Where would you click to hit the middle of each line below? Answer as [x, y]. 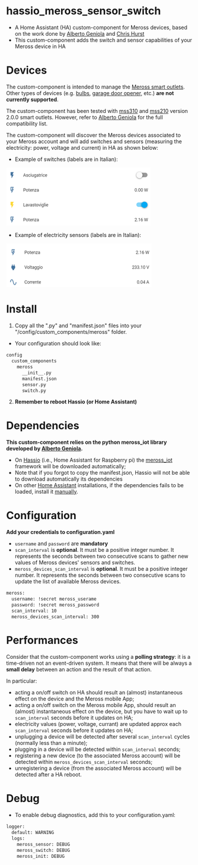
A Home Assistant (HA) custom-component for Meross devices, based [101, 27]
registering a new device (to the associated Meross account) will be [98, 755]
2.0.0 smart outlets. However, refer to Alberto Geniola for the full [84, 117]
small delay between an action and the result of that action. [79, 669]
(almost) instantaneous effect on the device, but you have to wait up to [101, 711]
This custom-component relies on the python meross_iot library [87, 442]
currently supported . [32, 99]
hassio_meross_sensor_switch [84, 11]
